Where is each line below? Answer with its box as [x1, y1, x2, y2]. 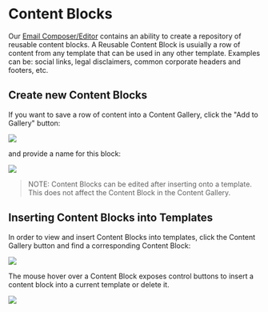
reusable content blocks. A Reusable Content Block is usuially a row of [8, 39, 241, 49]
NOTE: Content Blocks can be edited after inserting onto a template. [27, 179, 252, 189]
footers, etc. [8, 65, 49, 74]
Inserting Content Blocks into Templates [8, 211, 214, 225]
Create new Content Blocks [8, 89, 148, 102]
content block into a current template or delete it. [8, 279, 170, 289]
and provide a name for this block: [8, 149, 122, 158]
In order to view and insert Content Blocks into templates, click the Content [8, 232, 256, 242]
